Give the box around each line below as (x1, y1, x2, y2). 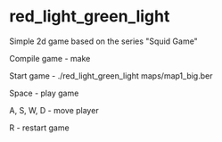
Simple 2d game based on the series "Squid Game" (9, 36, 198, 46)
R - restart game (9, 122, 70, 133)
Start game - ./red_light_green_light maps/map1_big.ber (9, 70, 213, 81)
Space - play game (9, 88, 79, 98)
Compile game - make (9, 53, 91, 63)
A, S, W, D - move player (9, 104, 100, 115)
